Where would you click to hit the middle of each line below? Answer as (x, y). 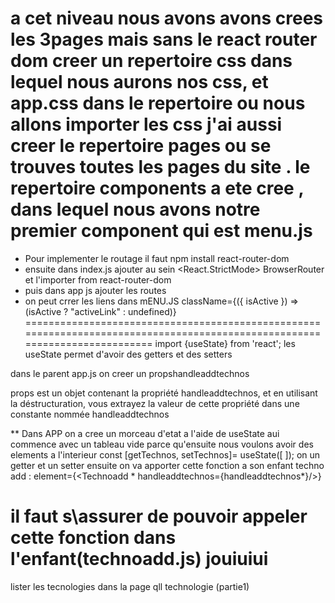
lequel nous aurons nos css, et (139, 82)
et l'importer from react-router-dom (98, 279)
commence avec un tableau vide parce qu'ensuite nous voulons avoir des (162, 444)
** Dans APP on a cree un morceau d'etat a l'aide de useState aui (145, 433)
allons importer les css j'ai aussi (146, 124)
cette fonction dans (93, 538)
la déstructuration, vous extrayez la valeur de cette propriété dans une (155, 403)
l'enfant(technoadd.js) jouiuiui (139, 559)
